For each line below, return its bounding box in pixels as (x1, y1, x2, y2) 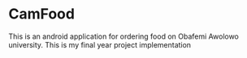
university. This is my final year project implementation (8, 39, 192, 49)
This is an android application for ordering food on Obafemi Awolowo (8, 31, 240, 41)
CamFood (8, 5, 76, 23)
